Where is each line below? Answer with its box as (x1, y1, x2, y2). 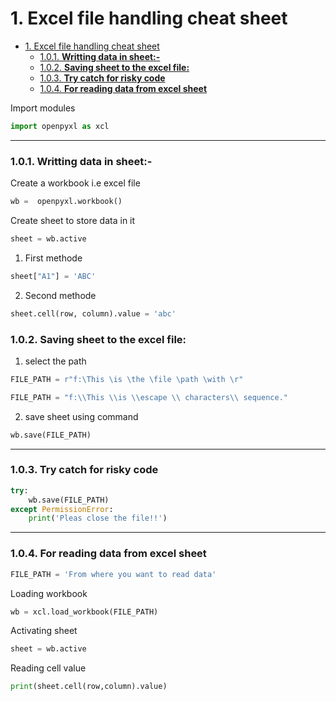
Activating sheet (10, 625, 78, 637)
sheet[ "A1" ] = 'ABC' (10, 271, 97, 281)
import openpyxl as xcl (10, 121, 110, 131)
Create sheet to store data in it (10, 214, 136, 226)
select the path (24, 355, 87, 367)
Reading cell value (10, 662, 87, 674)
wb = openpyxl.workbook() (10, 197, 123, 207)
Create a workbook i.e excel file (10, 177, 141, 189)
